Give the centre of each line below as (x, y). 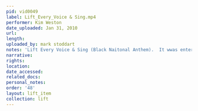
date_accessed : (25, 72)
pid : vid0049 (22, 11)
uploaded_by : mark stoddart (41, 45)
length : (16, 39)
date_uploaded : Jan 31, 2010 (42, 28)
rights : (16, 60)
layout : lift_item (29, 93)
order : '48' (21, 88)
